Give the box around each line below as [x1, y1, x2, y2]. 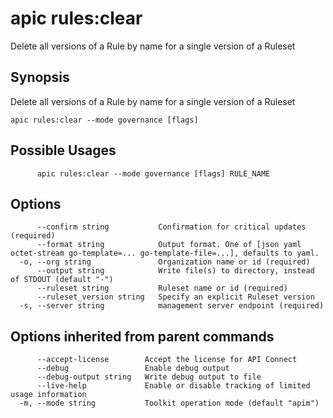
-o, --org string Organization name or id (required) [19, 257, 311, 267]
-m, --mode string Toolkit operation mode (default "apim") [19, 398, 320, 409]
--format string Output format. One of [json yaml [36, 240, 302, 250]
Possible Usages [10, 142, 117, 159]
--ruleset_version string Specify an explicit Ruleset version [36, 292, 315, 302]
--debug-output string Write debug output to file [36, 372, 262, 382]
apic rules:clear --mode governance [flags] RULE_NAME [36, 168, 271, 179]
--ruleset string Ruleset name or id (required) [36, 283, 288, 294]
